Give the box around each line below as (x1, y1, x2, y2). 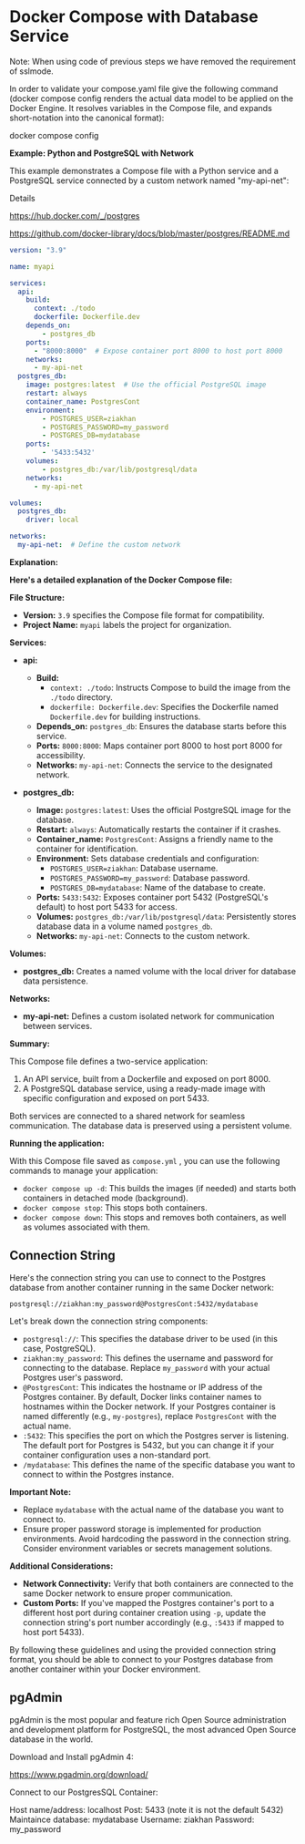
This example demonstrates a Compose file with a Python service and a (9, 165, 280, 176)
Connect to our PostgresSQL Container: (9, 1787, 158, 1798)
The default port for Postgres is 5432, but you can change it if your (22, 1439, 275, 1450)
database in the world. (9, 1734, 94, 1745)
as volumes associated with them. (22, 1221, 150, 1232)
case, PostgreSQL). (22, 1343, 96, 1354)
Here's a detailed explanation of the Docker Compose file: (9, 574, 233, 585)
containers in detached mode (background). (22, 1192, 188, 1203)
